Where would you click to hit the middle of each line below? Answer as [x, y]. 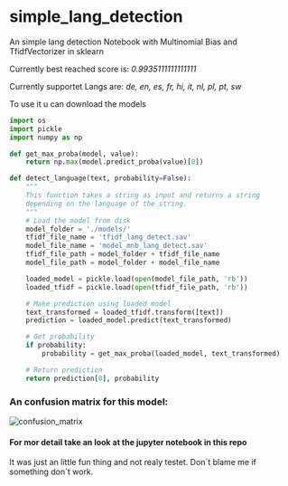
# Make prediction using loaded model [98, 304]
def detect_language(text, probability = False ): [101, 178]
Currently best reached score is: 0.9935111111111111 [103, 69]
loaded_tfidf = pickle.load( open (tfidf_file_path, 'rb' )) [137, 287]
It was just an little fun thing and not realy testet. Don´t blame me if [133, 462]
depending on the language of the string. [107, 204]
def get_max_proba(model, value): [74, 154]
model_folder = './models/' [78, 229]
